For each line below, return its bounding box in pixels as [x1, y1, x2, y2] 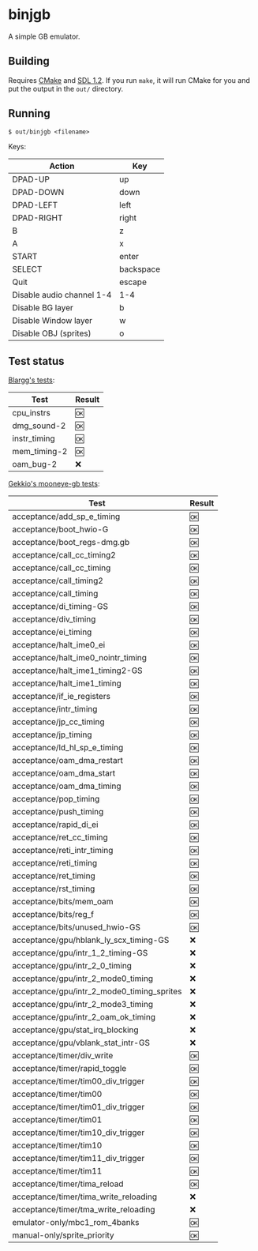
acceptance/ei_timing [12, 626, 92, 637]
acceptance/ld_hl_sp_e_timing [12, 742, 124, 753]
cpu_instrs [12, 408, 51, 419]
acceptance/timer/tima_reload [12, 1178, 124, 1189]
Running [8, 107, 51, 120]
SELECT [12, 263, 43, 274]
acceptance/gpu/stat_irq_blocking [12, 1024, 140, 1035]
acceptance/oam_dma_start [12, 768, 116, 779]
